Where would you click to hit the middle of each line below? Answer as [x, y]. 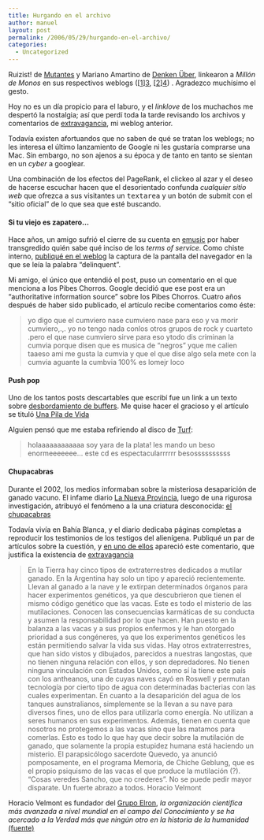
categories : [28, 45]
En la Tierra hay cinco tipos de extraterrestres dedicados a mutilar [135, 570]
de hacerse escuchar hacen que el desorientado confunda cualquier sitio [127, 187]
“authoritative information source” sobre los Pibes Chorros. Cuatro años [125, 297]
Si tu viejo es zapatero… [48, 222]
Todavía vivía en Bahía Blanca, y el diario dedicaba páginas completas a [125, 530]
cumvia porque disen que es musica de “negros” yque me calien [132, 346]
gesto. [19, 91]
